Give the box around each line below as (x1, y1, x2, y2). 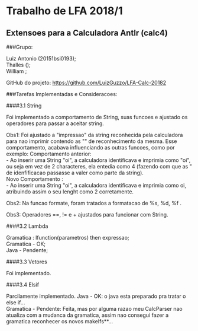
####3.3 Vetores (6, 258, 47, 265)
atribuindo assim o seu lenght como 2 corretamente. (6, 188, 134, 195)
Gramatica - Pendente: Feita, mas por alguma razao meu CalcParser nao (6, 305, 183, 312)
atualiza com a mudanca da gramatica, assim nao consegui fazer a (6, 311, 169, 319)
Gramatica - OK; (6, 240, 46, 247)
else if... (6, 299, 25, 306)
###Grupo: (6, 43, 33, 50)
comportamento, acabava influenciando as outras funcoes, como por (6, 144, 176, 151)
